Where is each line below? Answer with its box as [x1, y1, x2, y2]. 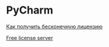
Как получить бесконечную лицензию [6, 23, 103, 30]
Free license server [6, 34, 53, 41]
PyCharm [6, 4, 53, 17]
